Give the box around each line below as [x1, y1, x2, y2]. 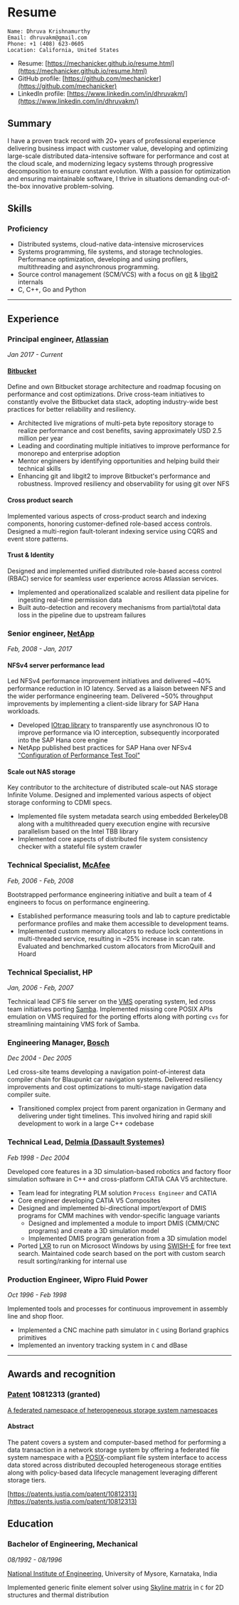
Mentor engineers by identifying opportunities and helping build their [17, 457, 220, 465]
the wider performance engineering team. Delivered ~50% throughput [7, 692, 213, 700]
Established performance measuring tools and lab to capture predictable [17, 911, 230, 920]
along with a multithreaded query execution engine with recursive [17, 820, 211, 829]
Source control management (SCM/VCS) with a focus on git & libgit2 [17, 270, 218, 279]
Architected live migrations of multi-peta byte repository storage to [17, 419, 214, 427]
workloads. [7, 707, 41, 716]
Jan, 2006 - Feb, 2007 [7, 984, 74, 992]
